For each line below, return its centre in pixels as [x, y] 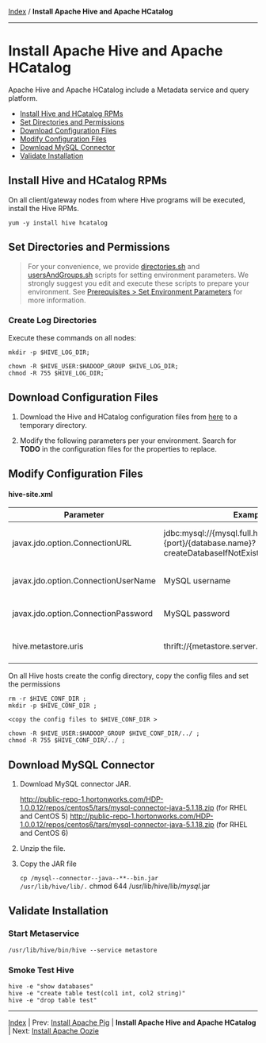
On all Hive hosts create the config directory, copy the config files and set [129, 676]
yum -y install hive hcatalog [58, 223]
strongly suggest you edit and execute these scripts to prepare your [138, 283]
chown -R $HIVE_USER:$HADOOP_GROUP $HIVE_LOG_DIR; [93, 366]
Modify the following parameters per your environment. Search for [128, 441]
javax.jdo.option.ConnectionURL [72, 543]
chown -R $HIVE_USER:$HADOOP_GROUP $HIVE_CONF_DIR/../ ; [104, 733]
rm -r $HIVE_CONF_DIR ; [47, 699]
